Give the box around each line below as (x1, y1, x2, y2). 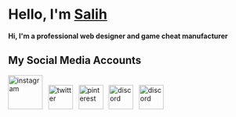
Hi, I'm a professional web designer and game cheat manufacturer (8, 31, 228, 41)
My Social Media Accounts (8, 54, 142, 67)
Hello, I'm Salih (8, 5, 107, 23)
